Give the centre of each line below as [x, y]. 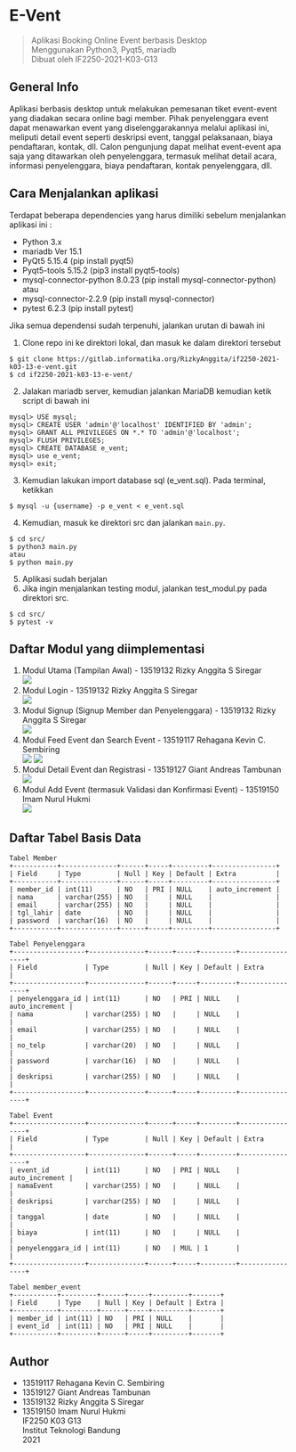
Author [29, 1362]
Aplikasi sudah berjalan [65, 578]
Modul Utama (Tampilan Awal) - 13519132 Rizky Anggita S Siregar [142, 670]
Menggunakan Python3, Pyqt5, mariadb [104, 49]
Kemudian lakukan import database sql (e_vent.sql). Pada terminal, [144, 480]
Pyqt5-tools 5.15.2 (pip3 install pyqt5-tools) [101, 270]
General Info [44, 87]
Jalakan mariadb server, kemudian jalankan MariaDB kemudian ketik [147, 391]
